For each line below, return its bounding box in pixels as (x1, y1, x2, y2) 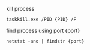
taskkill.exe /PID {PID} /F (6, 17, 77, 23)
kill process (6, 5, 35, 12)
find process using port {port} (6, 27, 80, 34)
